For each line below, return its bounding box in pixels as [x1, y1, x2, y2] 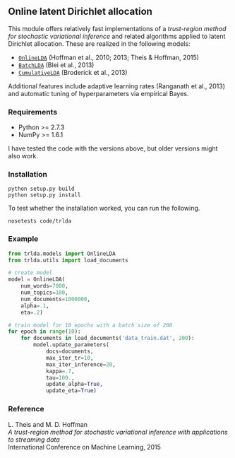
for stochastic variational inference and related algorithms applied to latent [8, 32, 226, 40]
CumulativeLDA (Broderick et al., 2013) [18, 68, 128, 76]
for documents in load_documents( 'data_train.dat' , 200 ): [20, 335, 195, 342]
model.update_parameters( [33, 341, 110, 348]
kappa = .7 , [45, 368, 75, 375]
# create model [8, 269, 53, 276]
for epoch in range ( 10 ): [8, 328, 81, 335]
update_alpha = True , [45, 381, 103, 388]
